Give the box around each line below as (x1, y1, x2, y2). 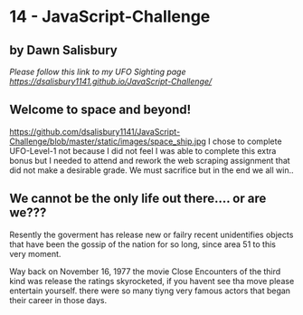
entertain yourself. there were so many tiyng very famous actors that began (9, 285, 291, 296)
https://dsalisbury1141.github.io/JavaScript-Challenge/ (9, 76, 213, 87)
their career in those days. (9, 294, 108, 305)
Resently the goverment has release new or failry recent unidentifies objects (9, 229, 294, 240)
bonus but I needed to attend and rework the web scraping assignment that (9, 155, 291, 166)
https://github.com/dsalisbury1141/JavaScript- (9, 126, 181, 137)
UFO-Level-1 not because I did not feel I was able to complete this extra (9, 145, 277, 156)
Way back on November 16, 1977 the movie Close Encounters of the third (9, 265, 281, 277)
